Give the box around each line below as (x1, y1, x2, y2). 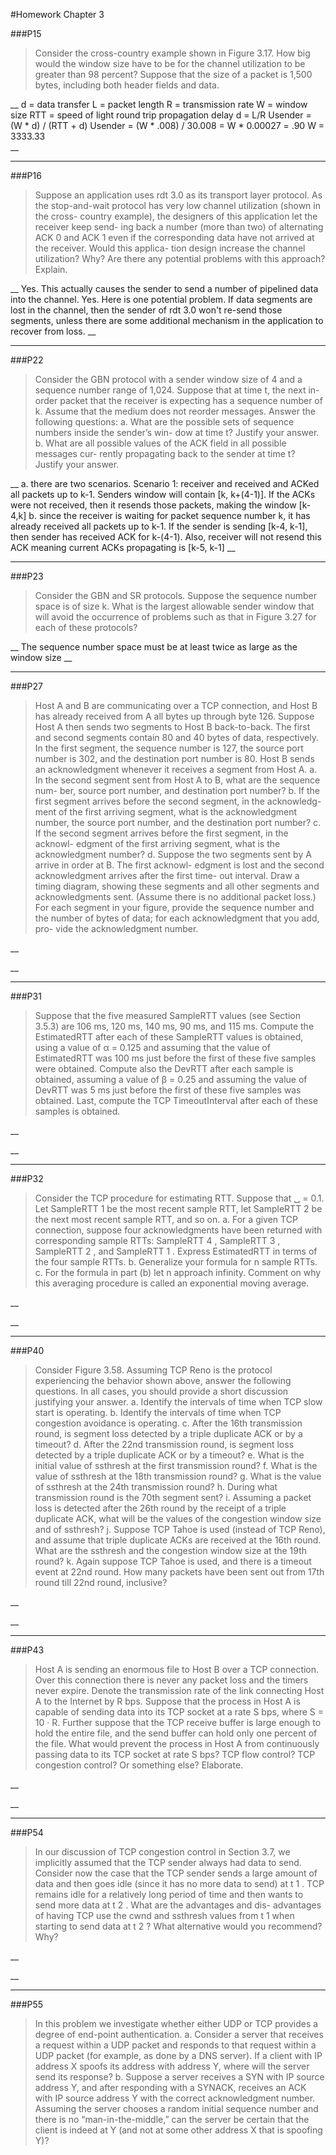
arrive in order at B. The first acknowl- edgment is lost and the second (34, 859, 325, 871)
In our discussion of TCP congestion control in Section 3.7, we (34, 1846, 291, 1858)
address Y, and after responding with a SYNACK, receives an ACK (34, 2082, 307, 2093)
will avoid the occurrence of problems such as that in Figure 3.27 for (34, 611, 317, 623)
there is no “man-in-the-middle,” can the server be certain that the (34, 2114, 310, 2125)
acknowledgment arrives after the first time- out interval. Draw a (34, 870, 300, 881)
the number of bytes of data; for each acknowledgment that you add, (34, 912, 320, 924)
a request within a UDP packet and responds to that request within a (34, 2039, 317, 2051)
